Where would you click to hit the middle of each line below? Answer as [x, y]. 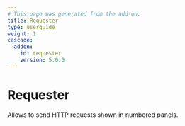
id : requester [41, 54]
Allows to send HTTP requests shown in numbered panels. [93, 115]
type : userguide [31, 27]
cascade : [20, 40]
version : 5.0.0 [43, 60]
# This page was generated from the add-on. [74, 14]
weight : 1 [22, 34]
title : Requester [33, 21]
